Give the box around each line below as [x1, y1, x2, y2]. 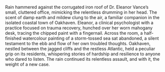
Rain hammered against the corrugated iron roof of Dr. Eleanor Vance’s [5, 4, 149, 10]
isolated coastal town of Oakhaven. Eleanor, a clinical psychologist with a [5, 20, 154, 25]
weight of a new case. [5, 61, 50, 67]
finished [5, 35, 22, 41]
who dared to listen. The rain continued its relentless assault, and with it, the [5, 56, 160, 62]
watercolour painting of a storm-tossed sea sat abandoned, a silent [22, 35, 159, 41]
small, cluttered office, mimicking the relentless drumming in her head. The [5, 9, 158, 15]
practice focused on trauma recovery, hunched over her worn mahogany [5, 25, 153, 31]
